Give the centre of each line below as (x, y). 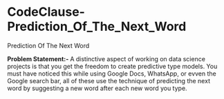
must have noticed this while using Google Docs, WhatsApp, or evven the (112, 74)
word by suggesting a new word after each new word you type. (97, 88)
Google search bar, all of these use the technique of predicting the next (109, 80)
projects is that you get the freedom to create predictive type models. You (112, 66)
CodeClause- (46, 12)
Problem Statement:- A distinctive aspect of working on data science (106, 58)
